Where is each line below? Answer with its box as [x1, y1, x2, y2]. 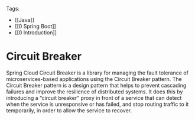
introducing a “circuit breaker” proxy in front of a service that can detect [6, 94, 182, 101]
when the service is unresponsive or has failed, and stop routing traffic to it [6, 100, 189, 108]
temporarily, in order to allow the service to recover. [6, 106, 132, 114]
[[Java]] [14, 17, 34, 23]
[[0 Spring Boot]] [14, 23, 56, 30]
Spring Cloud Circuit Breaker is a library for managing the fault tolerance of [6, 69, 189, 76]
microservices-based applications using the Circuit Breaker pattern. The [6, 75, 182, 82]
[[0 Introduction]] [14, 29, 57, 36]
